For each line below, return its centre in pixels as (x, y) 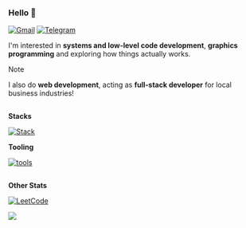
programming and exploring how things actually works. (100, 54)
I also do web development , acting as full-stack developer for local (120, 85)
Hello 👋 (22, 13)
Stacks (20, 116)
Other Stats (28, 186)
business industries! (41, 93)
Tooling (21, 147)
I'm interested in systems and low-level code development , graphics (123, 45)
